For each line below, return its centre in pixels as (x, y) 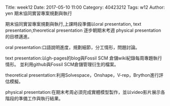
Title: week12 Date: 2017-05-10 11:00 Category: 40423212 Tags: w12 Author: (85, 7)
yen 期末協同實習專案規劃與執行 (39, 13)
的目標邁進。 (19, 37)
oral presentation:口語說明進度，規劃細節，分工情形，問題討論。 (73, 47)
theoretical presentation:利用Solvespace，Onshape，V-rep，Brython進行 (82, 75)
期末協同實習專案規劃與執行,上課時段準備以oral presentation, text (73, 24)
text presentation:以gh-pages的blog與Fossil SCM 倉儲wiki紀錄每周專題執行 (84, 58)
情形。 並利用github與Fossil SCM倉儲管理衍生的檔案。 (62, 64)
